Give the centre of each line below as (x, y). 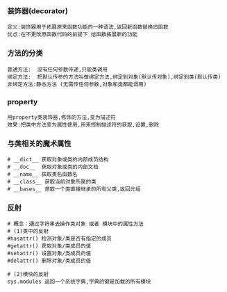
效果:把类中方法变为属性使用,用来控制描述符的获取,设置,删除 (83, 124)
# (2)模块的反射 (28, 275)
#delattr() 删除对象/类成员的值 (49, 261)
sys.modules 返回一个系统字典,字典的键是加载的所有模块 (79, 282)
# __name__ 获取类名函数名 (42, 175)
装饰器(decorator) (37, 10)
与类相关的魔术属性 (39, 143)
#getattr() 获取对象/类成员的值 (49, 246)
